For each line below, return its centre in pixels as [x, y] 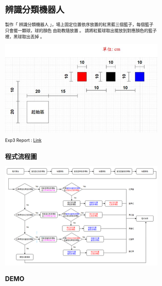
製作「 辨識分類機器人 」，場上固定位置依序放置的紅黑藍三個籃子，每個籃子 [79, 24]
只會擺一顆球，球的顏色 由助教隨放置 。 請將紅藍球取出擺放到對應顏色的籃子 [81, 30]
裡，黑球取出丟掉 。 [25, 36]
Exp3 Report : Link [23, 140]
